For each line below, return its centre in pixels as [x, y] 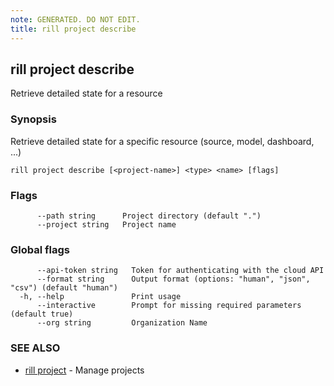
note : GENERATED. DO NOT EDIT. [75, 19]
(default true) [42, 314]
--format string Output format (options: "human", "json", [173, 279]
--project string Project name [106, 224]
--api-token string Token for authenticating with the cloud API [180, 271]
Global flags [40, 249]
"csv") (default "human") [64, 288]
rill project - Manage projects [84, 370]
